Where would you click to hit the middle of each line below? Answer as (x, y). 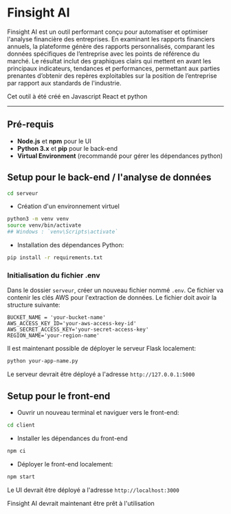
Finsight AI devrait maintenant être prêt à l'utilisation (81, 503)
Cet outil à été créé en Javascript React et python (77, 96)
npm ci (16, 451)
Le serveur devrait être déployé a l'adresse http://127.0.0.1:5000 (101, 374)
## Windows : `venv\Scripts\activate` (63, 232)
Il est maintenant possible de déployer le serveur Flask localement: (102, 349)
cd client (21, 425)
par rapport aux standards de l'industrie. (64, 83)
